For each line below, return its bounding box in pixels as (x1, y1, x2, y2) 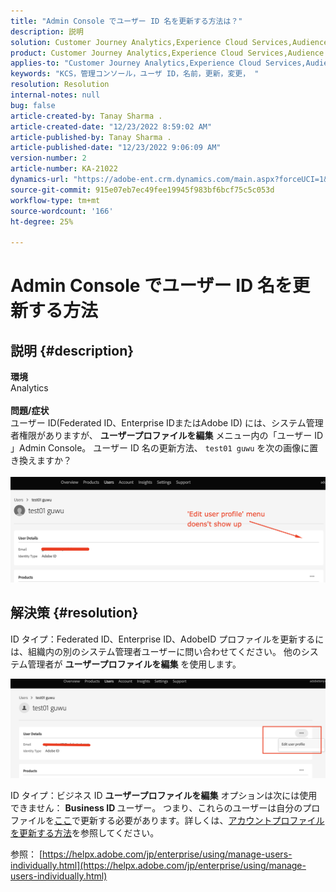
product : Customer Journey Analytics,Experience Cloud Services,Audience (10, 48, 325, 58)
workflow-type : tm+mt (10, 195, 101, 205)
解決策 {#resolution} (10, 605, 139, 622)
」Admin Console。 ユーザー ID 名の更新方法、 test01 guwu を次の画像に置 (10, 442, 319, 454)
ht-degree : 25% (10, 216, 74, 227)
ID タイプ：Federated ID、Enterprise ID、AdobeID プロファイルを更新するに (10, 633, 325, 645)
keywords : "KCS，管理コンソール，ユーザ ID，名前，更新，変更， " (10, 69, 260, 79)
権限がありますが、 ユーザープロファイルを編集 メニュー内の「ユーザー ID (18, 430, 324, 442)
